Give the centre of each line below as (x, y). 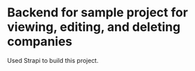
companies (40, 42)
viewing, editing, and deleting (94, 27)
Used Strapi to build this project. (53, 60)
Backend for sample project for (97, 13)
